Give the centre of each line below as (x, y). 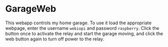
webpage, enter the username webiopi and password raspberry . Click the (82, 28)
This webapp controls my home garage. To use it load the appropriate (78, 23)
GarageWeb (31, 9)
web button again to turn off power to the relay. (55, 39)
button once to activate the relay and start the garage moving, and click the (84, 33)
